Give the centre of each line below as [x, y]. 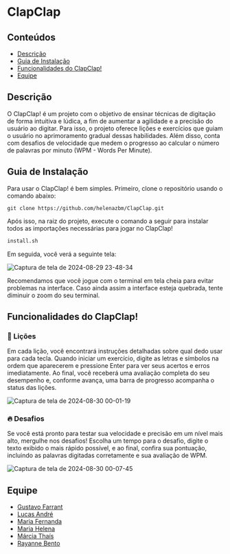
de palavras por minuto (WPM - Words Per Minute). [80, 150]
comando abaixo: [32, 196]
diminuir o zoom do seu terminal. [54, 295]
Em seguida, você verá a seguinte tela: [62, 254]
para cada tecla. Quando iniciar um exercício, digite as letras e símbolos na [113, 358]
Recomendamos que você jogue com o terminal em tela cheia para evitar [111, 280]
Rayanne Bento [38, 544]
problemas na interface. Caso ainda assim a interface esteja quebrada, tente [115, 288]
